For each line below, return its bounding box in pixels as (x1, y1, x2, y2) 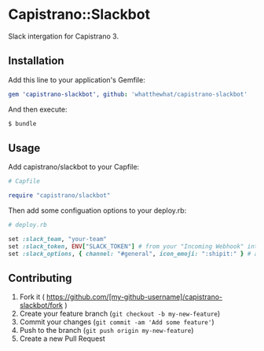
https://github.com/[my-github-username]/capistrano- (46, 292, 222, 302)
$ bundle (8, 119, 37, 127)
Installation (8, 54, 64, 68)
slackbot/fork (19, 301, 64, 310)
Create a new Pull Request (19, 334, 106, 343)
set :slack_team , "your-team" (8, 235, 108, 243)
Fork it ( (19, 292, 46, 302)
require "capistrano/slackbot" (8, 192, 111, 199)
